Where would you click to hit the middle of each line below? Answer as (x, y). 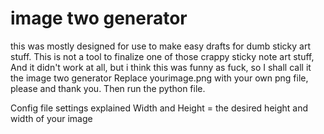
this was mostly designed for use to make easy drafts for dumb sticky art (160, 46)
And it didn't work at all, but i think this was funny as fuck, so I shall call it (161, 67)
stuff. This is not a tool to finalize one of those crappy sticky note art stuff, (162, 56)
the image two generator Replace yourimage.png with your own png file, (159, 78)
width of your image (51, 118)
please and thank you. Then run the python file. (108, 88)
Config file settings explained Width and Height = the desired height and (159, 108)
